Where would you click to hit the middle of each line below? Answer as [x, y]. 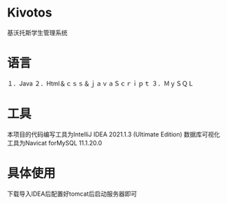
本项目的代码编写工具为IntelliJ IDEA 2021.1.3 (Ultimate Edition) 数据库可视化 [113, 134]
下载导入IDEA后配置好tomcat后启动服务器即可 [72, 194]
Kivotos [30, 13]
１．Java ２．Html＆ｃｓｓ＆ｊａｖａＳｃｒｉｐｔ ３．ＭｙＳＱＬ [101, 83]
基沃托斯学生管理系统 [37, 32]
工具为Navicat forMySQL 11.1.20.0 [55, 143]
